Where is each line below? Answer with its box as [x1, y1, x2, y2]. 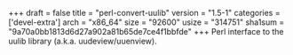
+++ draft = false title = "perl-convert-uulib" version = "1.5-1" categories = [8, 8, 281, 18]
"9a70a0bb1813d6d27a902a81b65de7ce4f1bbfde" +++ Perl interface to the [8, 27, 284, 36]
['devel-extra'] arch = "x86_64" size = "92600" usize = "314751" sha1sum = [8, 17, 285, 27]
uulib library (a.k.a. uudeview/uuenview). [8, 35, 157, 46]
